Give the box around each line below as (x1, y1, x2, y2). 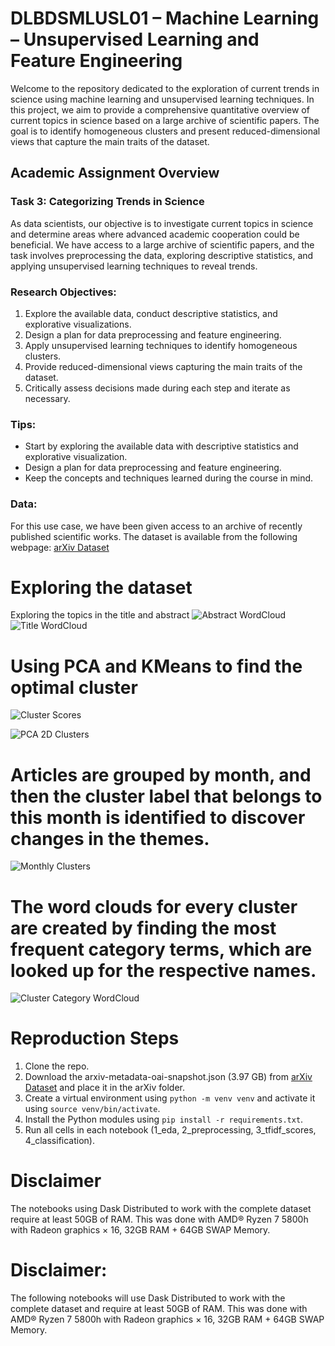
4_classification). (24, 1135, 95, 1147)
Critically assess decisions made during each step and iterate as (24, 382, 291, 394)
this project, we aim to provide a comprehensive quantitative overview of (10, 103, 310, 116)
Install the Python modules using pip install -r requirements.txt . (24, 1113, 304, 1126)
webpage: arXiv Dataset (10, 541, 110, 553)
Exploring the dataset (10, 576, 193, 599)
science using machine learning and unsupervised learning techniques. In (10, 93, 315, 105)
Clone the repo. (24, 1060, 90, 1072)
